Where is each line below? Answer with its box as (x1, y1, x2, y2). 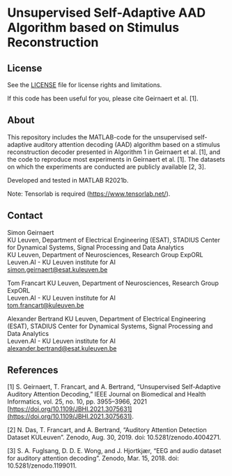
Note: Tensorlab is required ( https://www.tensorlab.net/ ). (7, 190, 171, 198)
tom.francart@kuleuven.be (7, 301, 84, 309)
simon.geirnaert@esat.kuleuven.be (7, 265, 108, 273)
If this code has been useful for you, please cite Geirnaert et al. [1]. (7, 94, 199, 102)
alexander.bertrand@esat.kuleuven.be (7, 344, 117, 353)
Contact (7, 210, 43, 222)
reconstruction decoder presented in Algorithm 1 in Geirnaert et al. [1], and (7, 148, 221, 156)
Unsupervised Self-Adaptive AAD (7, 5, 206, 21)
